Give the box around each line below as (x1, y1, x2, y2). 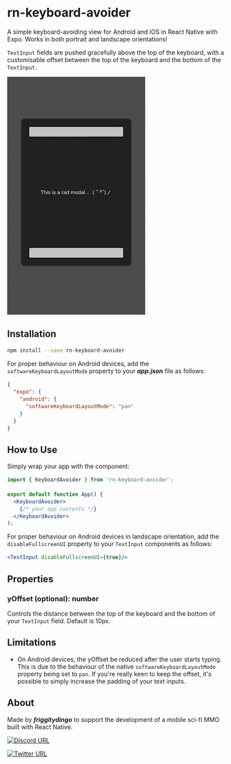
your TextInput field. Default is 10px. (7, 616, 111, 625)
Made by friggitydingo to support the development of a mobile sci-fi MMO (7, 715, 220, 723)
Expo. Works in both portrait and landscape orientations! (7, 34, 168, 43)
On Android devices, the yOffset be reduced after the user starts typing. (17, 655, 222, 663)
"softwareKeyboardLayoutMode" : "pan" (25, 403, 134, 410)
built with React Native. (7, 723, 73, 731)
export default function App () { (7, 491, 103, 498)
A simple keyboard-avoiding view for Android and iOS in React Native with (7, 28, 218, 36)
